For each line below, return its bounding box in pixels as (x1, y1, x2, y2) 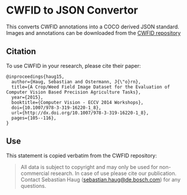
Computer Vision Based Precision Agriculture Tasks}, (6, 89, 142, 95)
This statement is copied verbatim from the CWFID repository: (6, 152, 158, 159)
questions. (20, 182, 47, 189)
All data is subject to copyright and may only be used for (20, 163, 158, 170)
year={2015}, (11, 94, 44, 100)
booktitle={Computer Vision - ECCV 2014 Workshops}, (11, 99, 144, 105)
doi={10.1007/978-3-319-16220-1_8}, (11, 105, 101, 110)
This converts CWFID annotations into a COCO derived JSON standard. (6, 23, 180, 30)
